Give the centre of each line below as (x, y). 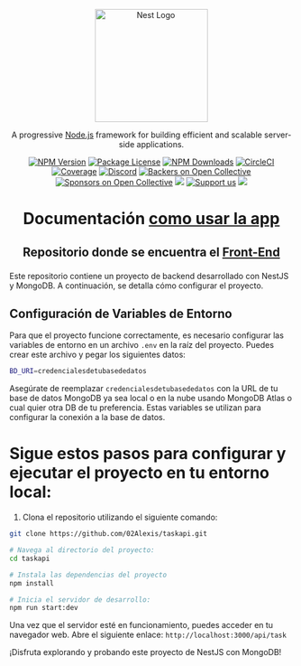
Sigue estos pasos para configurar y (148, 454)
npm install (32, 583)
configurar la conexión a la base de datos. (87, 417)
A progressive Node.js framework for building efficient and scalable (137, 135)
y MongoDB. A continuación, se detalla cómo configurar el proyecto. (137, 286)
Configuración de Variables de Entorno (121, 313)
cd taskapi (30, 558)
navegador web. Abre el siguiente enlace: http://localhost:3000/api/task (148, 635)
